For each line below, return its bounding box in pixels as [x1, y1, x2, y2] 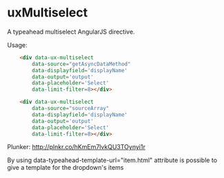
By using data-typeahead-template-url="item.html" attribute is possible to [7, 156, 218, 164]
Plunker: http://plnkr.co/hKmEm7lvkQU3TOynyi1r [7, 143, 146, 151]
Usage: [7, 41, 28, 49]
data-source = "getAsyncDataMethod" [32, 60, 131, 67]
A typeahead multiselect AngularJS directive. [7, 27, 136, 36]
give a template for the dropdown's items [7, 164, 124, 172]
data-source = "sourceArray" [32, 105, 110, 112]
